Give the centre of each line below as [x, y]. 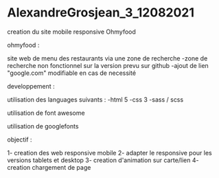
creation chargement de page [49, 167]
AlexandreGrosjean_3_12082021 [101, 13]
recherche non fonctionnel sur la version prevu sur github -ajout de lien [108, 65]
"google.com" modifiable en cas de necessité [71, 73]
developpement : [31, 86]
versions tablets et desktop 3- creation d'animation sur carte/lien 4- [103, 160]
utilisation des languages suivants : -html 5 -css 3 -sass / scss [95, 99]
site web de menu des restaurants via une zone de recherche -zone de [107, 58]
